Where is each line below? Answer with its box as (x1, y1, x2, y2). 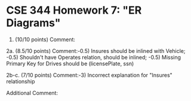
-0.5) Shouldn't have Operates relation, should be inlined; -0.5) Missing (6, 53, 181, 61)
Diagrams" (6, 16, 61, 30)
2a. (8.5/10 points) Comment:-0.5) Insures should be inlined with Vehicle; (6, 47, 186, 54)
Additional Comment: (6, 89, 58, 96)
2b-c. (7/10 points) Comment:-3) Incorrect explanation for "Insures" (6, 71, 173, 78)
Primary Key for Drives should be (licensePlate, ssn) (6, 60, 134, 67)
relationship (6, 78, 35, 85)
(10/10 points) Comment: (14, 36, 76, 43)
